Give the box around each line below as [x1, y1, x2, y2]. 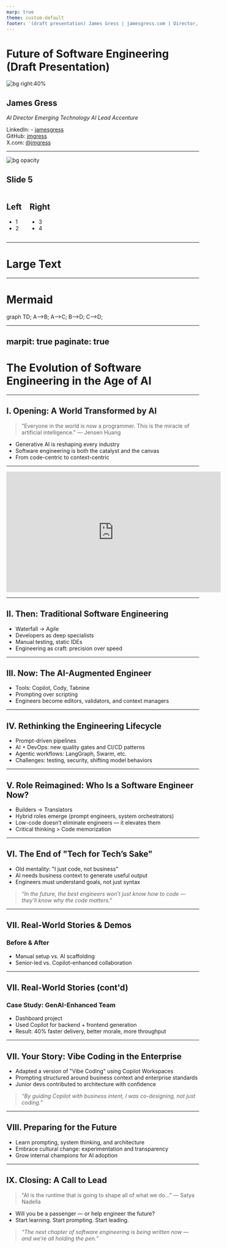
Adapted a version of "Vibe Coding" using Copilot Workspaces [15, 1067, 174, 1075]
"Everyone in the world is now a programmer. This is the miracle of [21, 422, 190, 429]
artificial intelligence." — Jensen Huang [21, 428, 121, 436]
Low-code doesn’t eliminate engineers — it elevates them [15, 819, 161, 826]
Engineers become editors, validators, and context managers [15, 697, 169, 705]
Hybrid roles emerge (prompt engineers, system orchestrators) [15, 812, 174, 820]
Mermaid [6, 292, 53, 306]
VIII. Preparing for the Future [6, 1122, 117, 1133]
